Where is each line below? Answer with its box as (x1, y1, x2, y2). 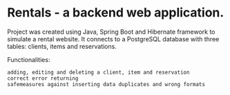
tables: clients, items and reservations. (7, 42, 117, 50)
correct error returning (7, 74, 79, 82)
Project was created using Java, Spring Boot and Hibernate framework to (7, 28, 215, 36)
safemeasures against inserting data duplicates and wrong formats (7, 81, 206, 87)
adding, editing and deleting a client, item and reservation (7, 69, 190, 76)
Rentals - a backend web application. (7, 5, 224, 21)
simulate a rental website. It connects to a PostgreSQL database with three (7, 34, 220, 43)
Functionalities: (7, 55, 50, 63)
